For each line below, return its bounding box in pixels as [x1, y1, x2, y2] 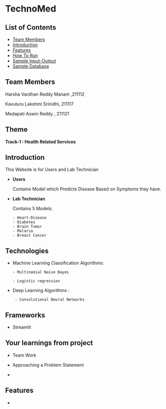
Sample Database [12, 63, 49, 69]
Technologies [5, 246, 49, 255]
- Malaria [12, 229, 34, 234]
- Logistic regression [12, 279, 60, 284]
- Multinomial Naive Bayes [12, 270, 69, 275]
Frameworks [5, 311, 46, 319]
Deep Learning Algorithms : [12, 288, 70, 294]
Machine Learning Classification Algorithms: [12, 260, 104, 266]
